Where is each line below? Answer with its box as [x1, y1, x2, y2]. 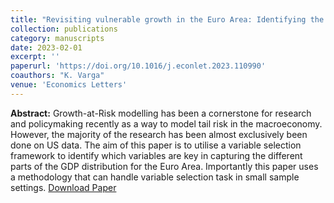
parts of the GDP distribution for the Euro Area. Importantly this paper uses [10, 160, 319, 172]
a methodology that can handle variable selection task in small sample [10, 171, 300, 183]
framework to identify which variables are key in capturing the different [10, 149, 303, 161]
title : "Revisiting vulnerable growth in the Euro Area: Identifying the [10, 14, 325, 25]
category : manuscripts [10, 33, 105, 43]
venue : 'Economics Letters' [10, 80, 128, 90]
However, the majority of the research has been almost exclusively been [10, 128, 308, 140]
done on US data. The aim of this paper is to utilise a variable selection [10, 139, 302, 151]
